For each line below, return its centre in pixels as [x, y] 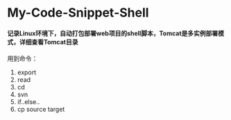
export [27, 72]
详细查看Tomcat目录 [49, 42]
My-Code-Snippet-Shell [78, 13]
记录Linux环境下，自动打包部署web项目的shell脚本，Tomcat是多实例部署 [113, 33]
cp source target [41, 110]
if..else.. [28, 102]
